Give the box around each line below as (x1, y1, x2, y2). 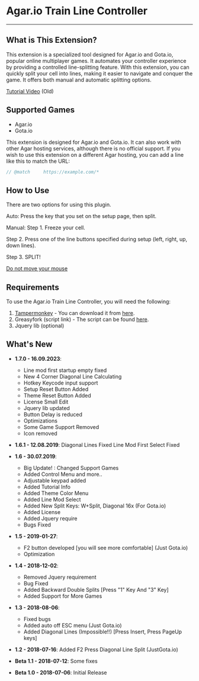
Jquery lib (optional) (14, 322, 65, 329)
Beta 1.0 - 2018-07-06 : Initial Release (14, 669, 107, 676)
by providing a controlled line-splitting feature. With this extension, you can (6, 64, 190, 71)
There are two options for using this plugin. (6, 201, 111, 209)
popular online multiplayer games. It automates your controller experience (6, 57, 187, 64)
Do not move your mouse (6, 265, 68, 272)
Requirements (6, 282, 59, 292)
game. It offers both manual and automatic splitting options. (6, 76, 152, 83)
